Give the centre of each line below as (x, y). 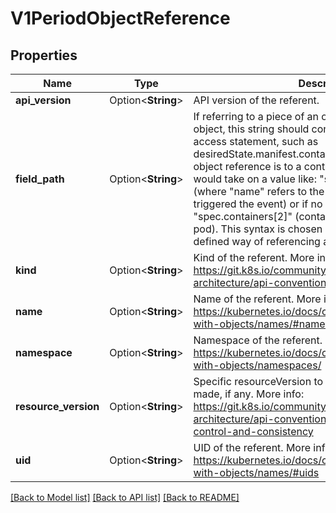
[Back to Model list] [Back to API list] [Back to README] (125, 497)
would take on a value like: (255, 179)
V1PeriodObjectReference (120, 18)
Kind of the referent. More (254, 257)
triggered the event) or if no (258, 204)
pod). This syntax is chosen (258, 229)
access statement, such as (256, 141)
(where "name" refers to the (259, 191)
